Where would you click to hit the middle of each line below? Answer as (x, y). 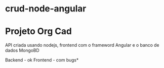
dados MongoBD (22, 51)
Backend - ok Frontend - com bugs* (42, 60)
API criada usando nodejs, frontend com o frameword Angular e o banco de (82, 45)
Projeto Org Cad (39, 32)
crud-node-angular (46, 9)
